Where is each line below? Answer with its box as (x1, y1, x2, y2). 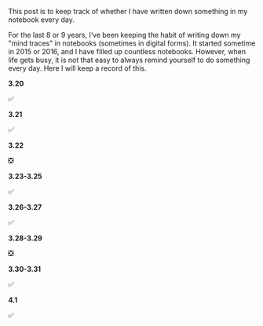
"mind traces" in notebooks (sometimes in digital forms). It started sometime (8, 38, 256, 48)
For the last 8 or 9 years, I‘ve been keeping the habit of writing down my (8, 31, 241, 39)
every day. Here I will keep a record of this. (8, 64, 147, 73)
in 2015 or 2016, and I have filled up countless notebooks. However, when (8, 47, 246, 56)
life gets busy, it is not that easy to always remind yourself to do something (8, 55, 250, 64)
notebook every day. (8, 15, 75, 24)
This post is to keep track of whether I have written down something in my (8, 7, 248, 16)
